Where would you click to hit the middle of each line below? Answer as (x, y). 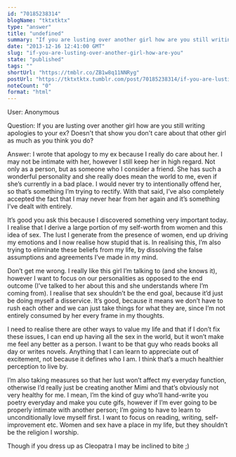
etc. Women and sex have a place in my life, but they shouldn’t (137, 425)
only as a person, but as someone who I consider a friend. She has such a (114, 169)
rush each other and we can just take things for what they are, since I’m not (117, 308)
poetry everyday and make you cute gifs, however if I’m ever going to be (112, 403)
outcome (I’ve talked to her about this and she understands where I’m (108, 286)
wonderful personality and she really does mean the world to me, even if (112, 177)
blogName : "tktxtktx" (39, 20)
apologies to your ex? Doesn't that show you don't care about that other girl (117, 133)
